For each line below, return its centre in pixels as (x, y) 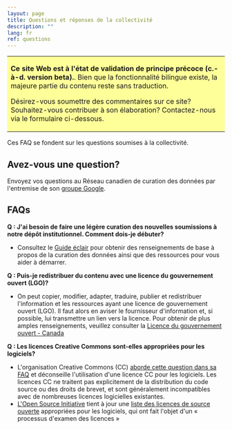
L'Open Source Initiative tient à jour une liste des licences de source (114, 403)
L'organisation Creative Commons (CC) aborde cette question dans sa (117, 367)
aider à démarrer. (42, 262)
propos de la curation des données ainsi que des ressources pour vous (118, 255)
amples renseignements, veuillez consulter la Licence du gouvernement (119, 325)
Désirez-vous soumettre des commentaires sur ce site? (101, 102)
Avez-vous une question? (64, 164)
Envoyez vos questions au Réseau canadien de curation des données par (112, 181)
